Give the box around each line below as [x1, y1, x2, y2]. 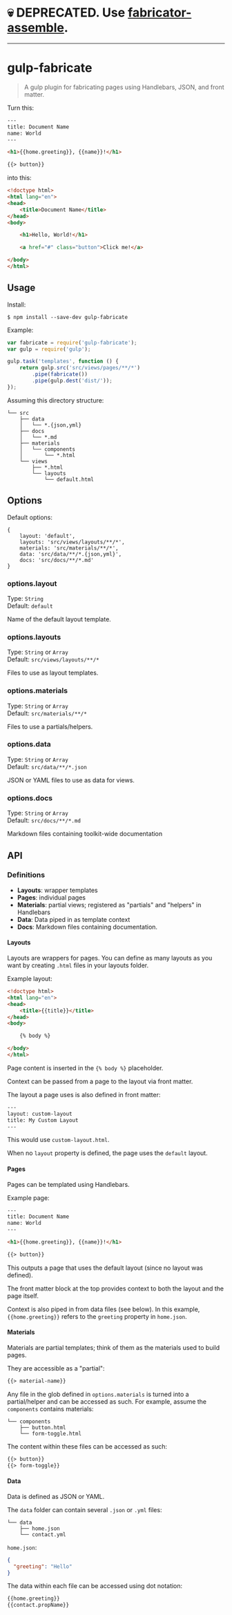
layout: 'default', [19, 532, 76, 539]
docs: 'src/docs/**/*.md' [19, 557, 95, 563]
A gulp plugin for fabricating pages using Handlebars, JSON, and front [23, 83, 224, 91]
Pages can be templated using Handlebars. [7, 1180, 130, 1188]
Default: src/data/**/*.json [7, 762, 88, 771]
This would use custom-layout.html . [7, 1136, 110, 1144]
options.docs [7, 793, 53, 802]
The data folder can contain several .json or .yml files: [7, 1505, 162, 1514]
